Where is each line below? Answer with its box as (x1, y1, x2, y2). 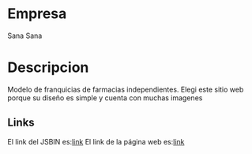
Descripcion (7, 58, 89, 77)
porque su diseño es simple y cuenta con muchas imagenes (7, 92, 203, 103)
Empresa (7, 5, 67, 23)
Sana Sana (7, 31, 43, 40)
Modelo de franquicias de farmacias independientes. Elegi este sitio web (7, 85, 244, 94)
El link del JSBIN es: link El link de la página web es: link (7, 137, 185, 146)
